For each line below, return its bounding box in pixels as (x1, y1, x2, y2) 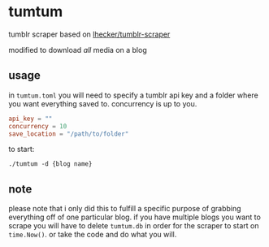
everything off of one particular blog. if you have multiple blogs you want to (8, 212, 262, 222)
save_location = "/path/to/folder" (8, 129, 129, 138)
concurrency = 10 (8, 122, 67, 130)
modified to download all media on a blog (8, 45, 148, 54)
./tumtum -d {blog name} (8, 160, 93, 168)
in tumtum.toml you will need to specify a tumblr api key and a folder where (8, 90, 258, 100)
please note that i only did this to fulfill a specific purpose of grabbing (8, 204, 241, 214)
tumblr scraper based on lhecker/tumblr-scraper (8, 29, 171, 39)
